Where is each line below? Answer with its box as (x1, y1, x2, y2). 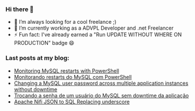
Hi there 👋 (5, 5, 34, 13)
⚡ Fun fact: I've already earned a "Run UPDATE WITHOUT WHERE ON (13, 31, 182, 38)
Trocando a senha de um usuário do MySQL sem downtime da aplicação (13, 92, 189, 99)
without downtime (13, 85, 58, 92)
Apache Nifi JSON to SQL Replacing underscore (13, 98, 130, 105)
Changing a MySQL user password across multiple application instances (13, 80, 189, 87)
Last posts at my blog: (5, 54, 69, 62)
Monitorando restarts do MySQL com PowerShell (13, 73, 132, 80)
